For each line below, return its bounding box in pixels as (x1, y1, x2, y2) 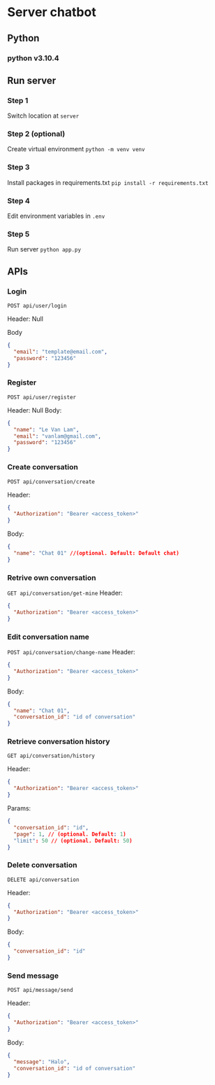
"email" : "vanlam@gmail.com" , (13, 432, 101, 440)
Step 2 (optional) (7, 129, 66, 139)
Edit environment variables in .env (7, 212, 105, 221)
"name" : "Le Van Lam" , (13, 426, 80, 433)
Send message (7, 971, 59, 981)
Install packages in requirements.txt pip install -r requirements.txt (7, 178, 209, 186)
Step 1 (7, 95, 29, 105)
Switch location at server (7, 111, 80, 120)
